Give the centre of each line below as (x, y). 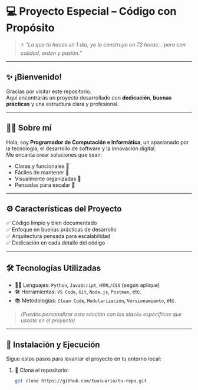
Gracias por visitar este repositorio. (49, 91)
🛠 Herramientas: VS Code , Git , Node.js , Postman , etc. (78, 292)
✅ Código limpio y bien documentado (52, 223)
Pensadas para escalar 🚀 (45, 185)
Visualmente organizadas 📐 (48, 179)
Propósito (30, 28)
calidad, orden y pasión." (51, 53)
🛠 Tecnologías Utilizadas (54, 268)
